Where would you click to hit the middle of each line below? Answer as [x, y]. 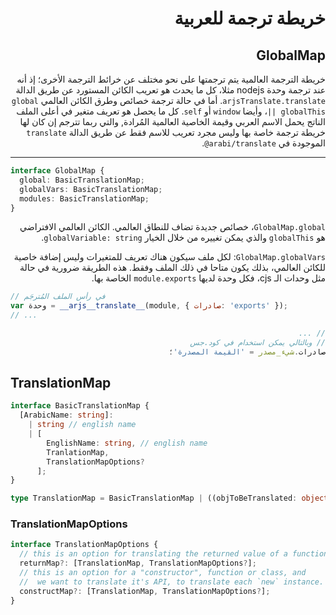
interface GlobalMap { [57, 171]
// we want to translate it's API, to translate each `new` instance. [172, 582]
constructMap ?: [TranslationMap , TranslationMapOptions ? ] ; [145, 591]
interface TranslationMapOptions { [84, 545]
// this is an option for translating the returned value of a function [174, 554]
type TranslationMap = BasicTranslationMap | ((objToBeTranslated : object [169, 498]
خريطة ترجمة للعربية [250, 18]
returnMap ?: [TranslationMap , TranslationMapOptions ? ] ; [138, 563]
